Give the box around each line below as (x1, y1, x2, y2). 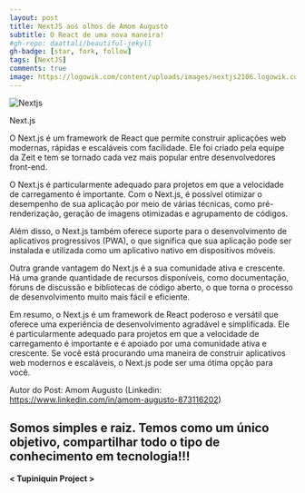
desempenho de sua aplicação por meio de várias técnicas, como (9, 198, 256, 209)
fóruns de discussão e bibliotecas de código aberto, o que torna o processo (9, 281, 293, 292)
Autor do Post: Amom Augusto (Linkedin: (9, 384, 162, 395)
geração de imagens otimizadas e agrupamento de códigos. (63, 208, 289, 219)
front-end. (9, 161, 48, 173)
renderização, (9, 208, 62, 219)
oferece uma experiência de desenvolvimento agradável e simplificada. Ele (9, 319, 290, 330)
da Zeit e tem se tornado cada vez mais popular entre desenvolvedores (9, 152, 276, 163)
